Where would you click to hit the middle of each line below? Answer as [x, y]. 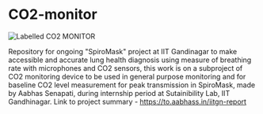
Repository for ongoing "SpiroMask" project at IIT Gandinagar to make [123, 51]
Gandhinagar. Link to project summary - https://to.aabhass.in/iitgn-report [128, 101]
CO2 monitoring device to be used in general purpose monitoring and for [127, 76]
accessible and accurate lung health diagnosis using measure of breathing [130, 60]
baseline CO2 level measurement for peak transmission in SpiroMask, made [132, 85]
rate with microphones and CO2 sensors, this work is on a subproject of [126, 68]
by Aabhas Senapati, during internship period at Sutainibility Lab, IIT [119, 93]
